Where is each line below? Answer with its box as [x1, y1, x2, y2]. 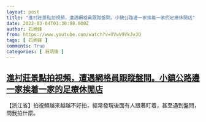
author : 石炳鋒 [6, 26, 42, 32]
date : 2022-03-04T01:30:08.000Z [6, 20, 89, 26]
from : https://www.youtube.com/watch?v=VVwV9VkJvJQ [6, 32, 141, 38]
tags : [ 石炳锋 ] [6, 37, 48, 43]
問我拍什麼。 [6, 109, 39, 117]
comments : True [6, 43, 45, 49]
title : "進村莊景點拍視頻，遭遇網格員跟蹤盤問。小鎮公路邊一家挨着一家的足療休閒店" [6, 15, 196, 21]
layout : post [6, 9, 40, 15]
